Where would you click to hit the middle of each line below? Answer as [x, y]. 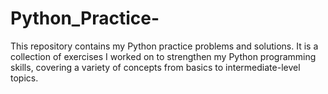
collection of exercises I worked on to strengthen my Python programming [163, 56]
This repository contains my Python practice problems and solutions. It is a [164, 46]
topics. [24, 78]
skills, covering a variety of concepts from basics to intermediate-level [155, 67]
